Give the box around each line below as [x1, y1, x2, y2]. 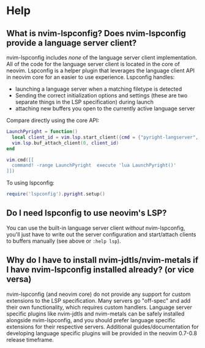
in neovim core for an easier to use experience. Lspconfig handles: [6, 74, 175, 80]
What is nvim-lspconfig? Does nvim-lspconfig [6, 28, 187, 39]
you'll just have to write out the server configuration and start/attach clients [6, 230, 196, 238]
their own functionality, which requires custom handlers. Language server [6, 303, 193, 311]
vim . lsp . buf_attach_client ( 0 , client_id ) [12, 140, 119, 146]
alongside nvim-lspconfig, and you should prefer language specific [6, 316, 176, 323]
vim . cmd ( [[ [6, 157, 34, 163]
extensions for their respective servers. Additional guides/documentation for [6, 323, 199, 330]
